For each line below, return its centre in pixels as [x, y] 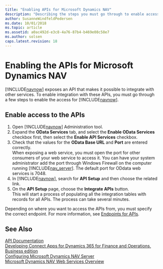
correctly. [22, 147]
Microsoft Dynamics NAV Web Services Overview [55, 262]
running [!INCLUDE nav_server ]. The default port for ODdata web [76, 168]
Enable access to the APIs [45, 115]
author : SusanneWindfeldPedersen [39, 19]
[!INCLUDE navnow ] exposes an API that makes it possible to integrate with [80, 89]
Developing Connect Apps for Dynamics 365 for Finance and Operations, [78, 246]
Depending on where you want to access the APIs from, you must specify [79, 209]
